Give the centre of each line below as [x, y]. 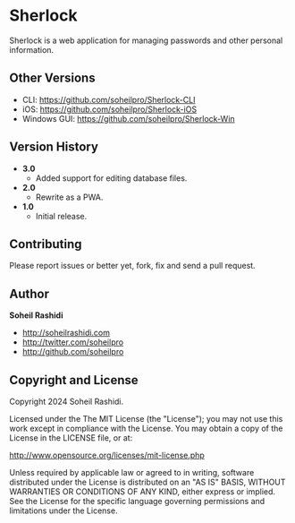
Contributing [46, 244]
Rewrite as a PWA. [69, 197]
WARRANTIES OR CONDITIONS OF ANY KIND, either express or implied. [142, 492]
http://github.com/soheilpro [73, 352]
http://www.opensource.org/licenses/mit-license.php [107, 455]
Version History [54, 147]
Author [29, 293]
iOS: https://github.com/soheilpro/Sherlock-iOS [110, 109]
